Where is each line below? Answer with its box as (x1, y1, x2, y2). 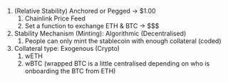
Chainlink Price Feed (24, 14, 85, 23)
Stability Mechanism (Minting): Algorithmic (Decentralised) (14, 29, 187, 37)
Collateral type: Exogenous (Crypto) (14, 45, 120, 52)
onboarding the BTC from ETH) (24, 67, 116, 75)
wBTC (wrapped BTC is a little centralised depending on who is (24, 59, 210, 67)
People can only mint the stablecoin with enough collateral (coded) (24, 37, 222, 45)
